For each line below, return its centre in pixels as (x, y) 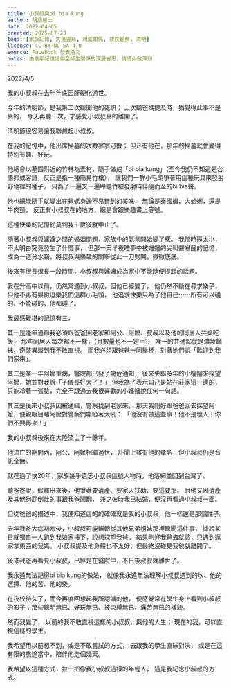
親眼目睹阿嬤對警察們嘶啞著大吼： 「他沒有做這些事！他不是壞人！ (120, 414)
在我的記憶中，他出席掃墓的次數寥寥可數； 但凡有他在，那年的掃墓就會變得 (114, 145)
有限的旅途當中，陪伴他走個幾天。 (56, 654)
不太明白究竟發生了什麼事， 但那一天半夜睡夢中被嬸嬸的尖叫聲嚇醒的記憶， (114, 247)
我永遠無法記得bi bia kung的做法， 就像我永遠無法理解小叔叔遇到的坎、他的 (115, 575)
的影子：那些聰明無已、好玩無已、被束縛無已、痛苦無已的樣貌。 (98, 607)
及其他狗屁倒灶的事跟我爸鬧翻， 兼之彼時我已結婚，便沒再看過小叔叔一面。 (114, 499)
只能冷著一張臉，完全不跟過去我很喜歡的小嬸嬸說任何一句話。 (95, 390)
